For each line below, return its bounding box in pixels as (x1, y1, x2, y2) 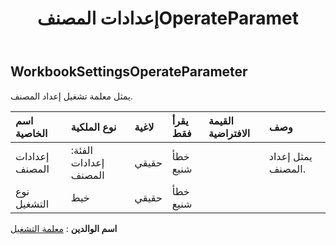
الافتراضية (208, 126, 251, 140)
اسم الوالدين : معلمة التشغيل (10, 222, 118, 234)
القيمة (208, 113, 234, 127)
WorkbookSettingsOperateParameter (10, 63, 248, 81)
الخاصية (15, 126, 48, 140)
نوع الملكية (70, 120, 117, 134)
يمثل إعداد (268, 149, 313, 163)
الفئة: (70, 143, 93, 157)
